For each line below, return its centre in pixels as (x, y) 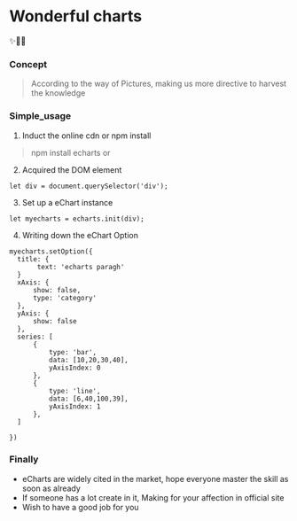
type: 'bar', (73, 352)
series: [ (35, 337)
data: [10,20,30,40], (88, 360)
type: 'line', (74, 391)
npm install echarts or (70, 152)
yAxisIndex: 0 (74, 368)
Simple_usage (40, 116)
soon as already (51, 488)
